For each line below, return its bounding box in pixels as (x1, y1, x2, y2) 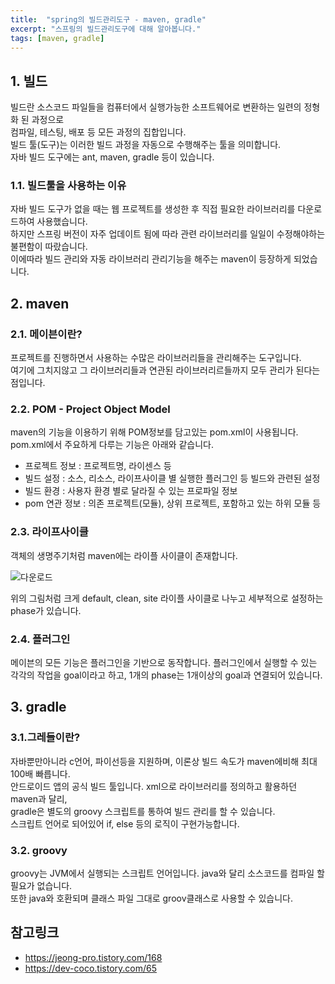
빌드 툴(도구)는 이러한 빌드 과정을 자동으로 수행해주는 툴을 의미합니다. (10, 139, 282, 151)
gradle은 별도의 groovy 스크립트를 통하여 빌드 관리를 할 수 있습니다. (10, 805, 276, 817)
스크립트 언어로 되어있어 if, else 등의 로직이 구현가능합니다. (10, 817, 240, 830)
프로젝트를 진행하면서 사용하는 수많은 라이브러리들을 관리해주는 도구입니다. (10, 352, 302, 364)
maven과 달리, (10, 792, 68, 805)
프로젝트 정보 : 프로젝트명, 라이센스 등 (24, 460, 172, 472)
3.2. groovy (10, 843, 68, 857)
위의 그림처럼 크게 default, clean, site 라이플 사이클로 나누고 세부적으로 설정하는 (10, 592, 324, 604)
